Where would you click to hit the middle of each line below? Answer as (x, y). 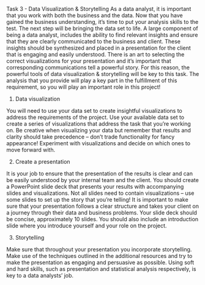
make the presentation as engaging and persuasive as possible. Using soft (100, 262)
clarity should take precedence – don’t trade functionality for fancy (91, 137)
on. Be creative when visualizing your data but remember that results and (99, 130)
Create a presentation (43, 161)
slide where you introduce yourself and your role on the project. (87, 226)
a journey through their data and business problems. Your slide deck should (102, 213)
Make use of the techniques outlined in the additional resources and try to (99, 256)
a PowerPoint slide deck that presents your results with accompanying (95, 187)
